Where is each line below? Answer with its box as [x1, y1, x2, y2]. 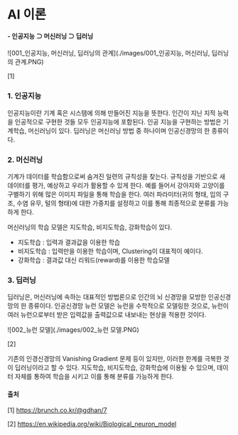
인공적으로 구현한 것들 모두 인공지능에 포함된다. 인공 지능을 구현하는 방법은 [14, 117, 222, 126]
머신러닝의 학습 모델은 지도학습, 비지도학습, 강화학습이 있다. [7, 222, 173, 231]
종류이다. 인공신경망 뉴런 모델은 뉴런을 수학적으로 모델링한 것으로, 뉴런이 [28, 301, 229, 310]
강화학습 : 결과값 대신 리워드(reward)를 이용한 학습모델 [17, 255, 171, 264]
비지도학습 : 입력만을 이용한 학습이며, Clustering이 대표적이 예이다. [17, 247, 204, 255]
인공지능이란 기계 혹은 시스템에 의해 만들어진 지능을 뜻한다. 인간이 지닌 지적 [7, 108, 216, 117]
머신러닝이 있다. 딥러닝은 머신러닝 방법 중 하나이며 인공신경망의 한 [28, 126, 210, 135]
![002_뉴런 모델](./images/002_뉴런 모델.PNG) [7, 326, 140, 334]
